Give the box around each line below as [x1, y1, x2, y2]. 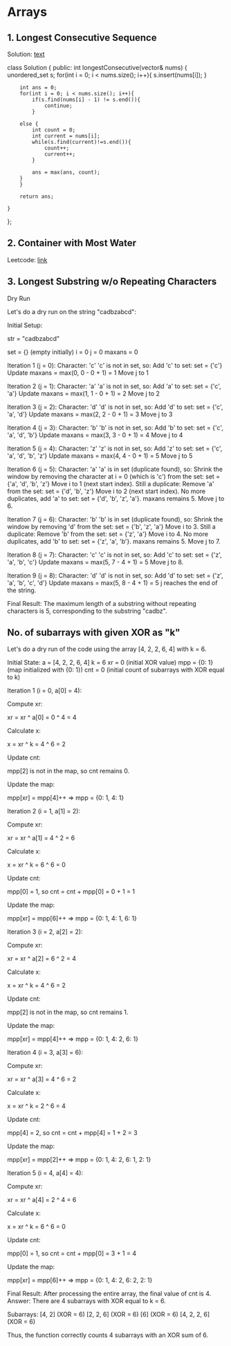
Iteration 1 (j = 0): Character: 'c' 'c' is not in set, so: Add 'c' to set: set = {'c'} [7, 361, 223, 369]
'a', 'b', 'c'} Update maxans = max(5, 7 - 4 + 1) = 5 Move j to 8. [7, 557, 184, 566]
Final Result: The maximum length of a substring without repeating [7, 599, 197, 607]
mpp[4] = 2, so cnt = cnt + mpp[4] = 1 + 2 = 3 [7, 1129, 138, 1137]
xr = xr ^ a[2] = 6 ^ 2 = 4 [7, 955, 77, 963]
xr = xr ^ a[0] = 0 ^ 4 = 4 [7, 713, 77, 721]
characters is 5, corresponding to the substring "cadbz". [7, 607, 167, 615]
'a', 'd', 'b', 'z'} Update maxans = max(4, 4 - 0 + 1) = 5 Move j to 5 [7, 451, 193, 460]
